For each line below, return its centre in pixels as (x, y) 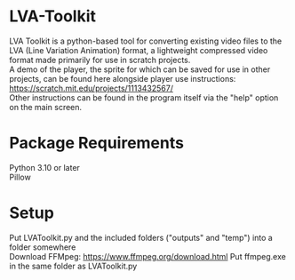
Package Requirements (97, 143)
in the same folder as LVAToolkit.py (73, 266)
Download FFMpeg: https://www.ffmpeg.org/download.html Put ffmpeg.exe (147, 256)
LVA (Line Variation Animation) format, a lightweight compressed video (139, 50)
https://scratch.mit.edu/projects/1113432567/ (91, 88)
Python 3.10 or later (44, 167)
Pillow (20, 177)
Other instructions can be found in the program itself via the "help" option (144, 97)
